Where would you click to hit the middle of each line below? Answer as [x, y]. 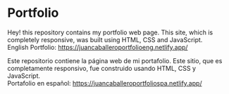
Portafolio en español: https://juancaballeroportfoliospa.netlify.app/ [105, 83]
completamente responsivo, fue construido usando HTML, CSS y [101, 68]
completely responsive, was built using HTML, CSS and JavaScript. [105, 39]
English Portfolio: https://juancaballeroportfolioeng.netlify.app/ [98, 47]
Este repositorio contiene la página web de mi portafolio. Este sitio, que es [115, 60]
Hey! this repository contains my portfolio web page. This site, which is [110, 32]
